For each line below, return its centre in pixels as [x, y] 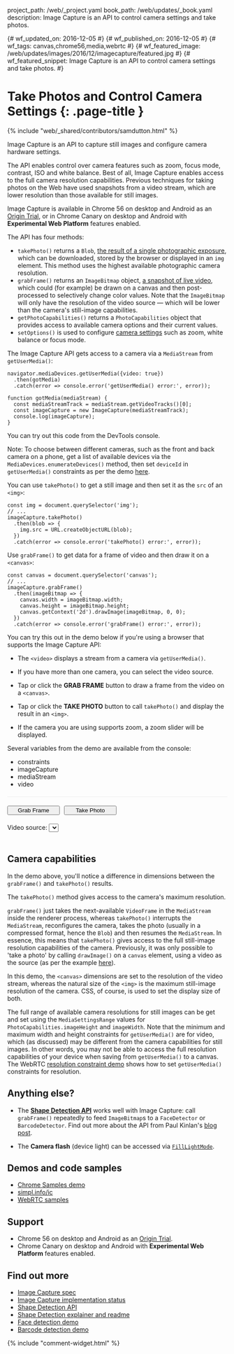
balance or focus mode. [51, 339]
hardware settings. [34, 151]
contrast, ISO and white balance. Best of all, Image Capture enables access [116, 172]
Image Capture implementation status [71, 1300]
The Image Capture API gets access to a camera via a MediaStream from [110, 353]
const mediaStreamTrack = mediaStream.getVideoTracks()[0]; [103, 404]
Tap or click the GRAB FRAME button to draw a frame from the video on [121, 685]
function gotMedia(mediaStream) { [58, 398]
